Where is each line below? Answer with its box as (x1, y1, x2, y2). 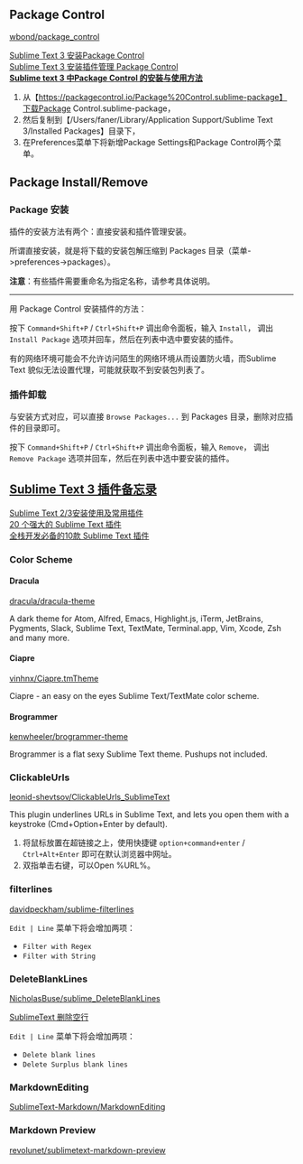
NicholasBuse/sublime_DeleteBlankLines (9, 993, 161, 1004)
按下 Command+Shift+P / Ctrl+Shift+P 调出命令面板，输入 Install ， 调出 (9, 322, 274, 333)
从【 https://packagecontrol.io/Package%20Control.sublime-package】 (22, 91, 288, 102)
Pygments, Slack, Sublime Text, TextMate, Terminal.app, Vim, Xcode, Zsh (9, 622, 281, 633)
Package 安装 (9, 203, 69, 216)
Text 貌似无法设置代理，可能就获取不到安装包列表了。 (9, 364, 210, 375)
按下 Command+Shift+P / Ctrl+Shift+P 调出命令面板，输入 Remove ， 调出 (9, 442, 270, 452)
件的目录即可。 (9, 422, 65, 433)
